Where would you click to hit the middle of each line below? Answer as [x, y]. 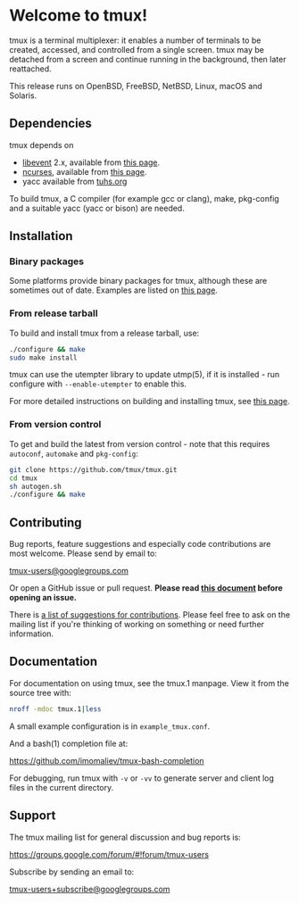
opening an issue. [43, 598]
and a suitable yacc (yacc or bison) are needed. [97, 208]
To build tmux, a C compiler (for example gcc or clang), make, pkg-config [144, 198]
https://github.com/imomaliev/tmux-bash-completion [107, 760]
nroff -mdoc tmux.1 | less [55, 709]
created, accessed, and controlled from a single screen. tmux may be [137, 49]
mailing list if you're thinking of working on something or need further [137, 625]
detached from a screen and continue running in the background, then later [148, 59]
